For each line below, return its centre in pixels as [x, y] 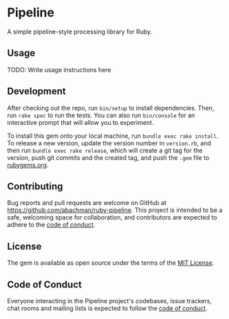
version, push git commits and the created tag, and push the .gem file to [108, 157]
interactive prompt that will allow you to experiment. [80, 122]
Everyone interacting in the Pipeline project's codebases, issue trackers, [109, 301]
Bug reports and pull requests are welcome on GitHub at [87, 203]
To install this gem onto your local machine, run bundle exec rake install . [113, 136]
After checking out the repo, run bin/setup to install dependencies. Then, [111, 108]
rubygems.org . [28, 165]
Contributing [35, 186]
